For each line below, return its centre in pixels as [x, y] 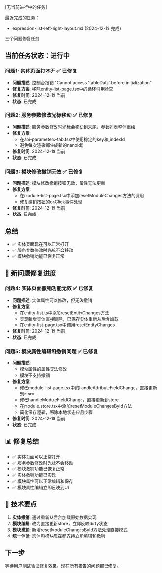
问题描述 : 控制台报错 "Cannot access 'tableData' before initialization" [82, 82]
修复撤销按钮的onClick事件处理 [51, 202]
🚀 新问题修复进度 [31, 273]
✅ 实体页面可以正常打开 [36, 456]
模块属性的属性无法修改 [43, 369]
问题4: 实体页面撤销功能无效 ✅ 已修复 [49, 288]
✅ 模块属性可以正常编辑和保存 [43, 481]
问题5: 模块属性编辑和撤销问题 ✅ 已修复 [52, 351]
